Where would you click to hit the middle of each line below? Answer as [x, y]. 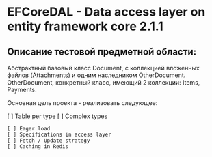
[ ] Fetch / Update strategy [49, 141]
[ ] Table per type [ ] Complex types [57, 116]
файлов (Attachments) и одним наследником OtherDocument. [96, 75]
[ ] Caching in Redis [38, 147]
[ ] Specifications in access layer [59, 134]
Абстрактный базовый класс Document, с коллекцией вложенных [103, 68]
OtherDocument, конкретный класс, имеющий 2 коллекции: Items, [104, 82]
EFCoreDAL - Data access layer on [106, 12]
